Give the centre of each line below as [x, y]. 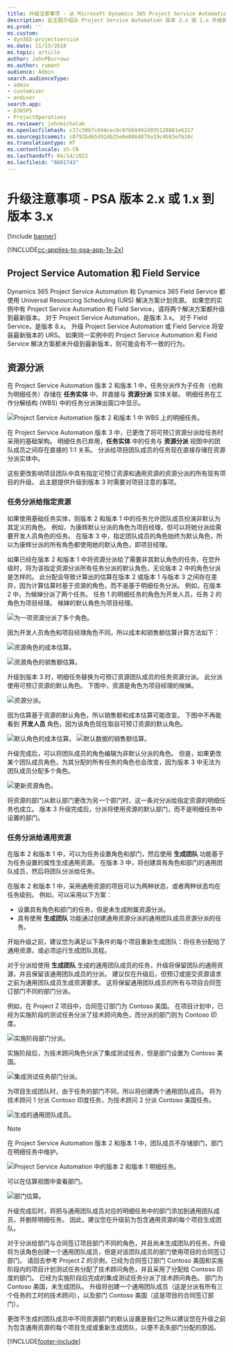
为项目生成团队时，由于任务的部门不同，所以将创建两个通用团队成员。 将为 [114, 1091]
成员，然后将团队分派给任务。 [55, 871]
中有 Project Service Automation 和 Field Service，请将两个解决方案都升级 [119, 309]
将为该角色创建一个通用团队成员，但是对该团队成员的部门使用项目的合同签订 [116, 1251]
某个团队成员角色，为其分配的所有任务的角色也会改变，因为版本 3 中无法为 [114, 762]
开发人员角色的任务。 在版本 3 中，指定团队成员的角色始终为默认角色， [115, 536]
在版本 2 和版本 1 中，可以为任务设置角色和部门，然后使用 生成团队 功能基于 [115, 854]
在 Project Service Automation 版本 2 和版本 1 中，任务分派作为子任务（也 [112, 385]
